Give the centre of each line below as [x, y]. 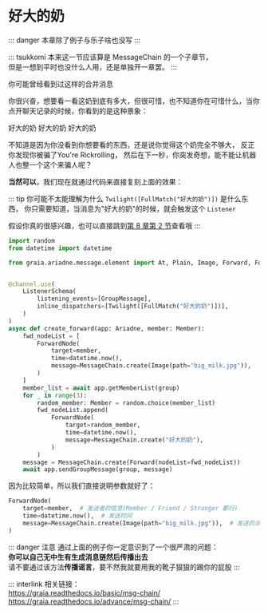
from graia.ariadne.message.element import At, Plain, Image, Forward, [130, 263]
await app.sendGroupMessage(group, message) [98, 469]
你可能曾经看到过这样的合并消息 [61, 84]
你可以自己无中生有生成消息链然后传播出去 [78, 557]
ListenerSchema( [50, 291]
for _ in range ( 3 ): [55, 395]
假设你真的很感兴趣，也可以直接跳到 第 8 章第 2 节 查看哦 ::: [104, 225]
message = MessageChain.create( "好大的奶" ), [134, 440]
